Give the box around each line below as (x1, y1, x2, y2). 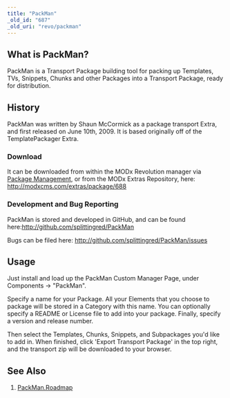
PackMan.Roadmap (17, 383, 73, 392)
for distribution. (7, 82, 51, 90)
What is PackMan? (7, 48, 89, 60)
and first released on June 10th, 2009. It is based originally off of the (7, 127, 202, 135)
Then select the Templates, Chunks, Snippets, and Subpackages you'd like (7, 330, 220, 339)
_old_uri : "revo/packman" (7, 23, 82, 30)
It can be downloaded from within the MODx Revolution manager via (7, 167, 202, 176)
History (7, 102, 40, 113)
